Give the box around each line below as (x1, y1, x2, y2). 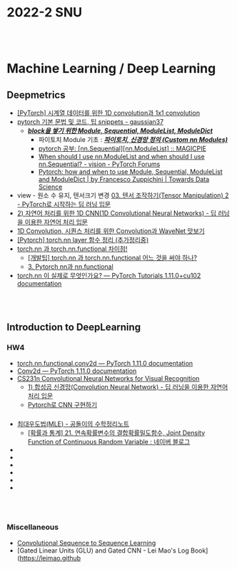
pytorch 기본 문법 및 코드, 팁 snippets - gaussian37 (16, 117, 164, 125)
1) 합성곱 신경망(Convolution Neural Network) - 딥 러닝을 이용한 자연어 (27, 382, 228, 391)
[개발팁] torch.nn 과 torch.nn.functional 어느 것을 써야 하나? (27, 253, 198, 262)
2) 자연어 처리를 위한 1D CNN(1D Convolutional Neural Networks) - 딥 (16, 208, 217, 217)
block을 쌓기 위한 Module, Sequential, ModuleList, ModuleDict (27, 126, 213, 135)
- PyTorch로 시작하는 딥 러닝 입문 (16, 200, 111, 208)
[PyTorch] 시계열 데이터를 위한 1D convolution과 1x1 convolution (16, 108, 201, 117)
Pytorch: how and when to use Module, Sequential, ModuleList (38, 167, 223, 175)
